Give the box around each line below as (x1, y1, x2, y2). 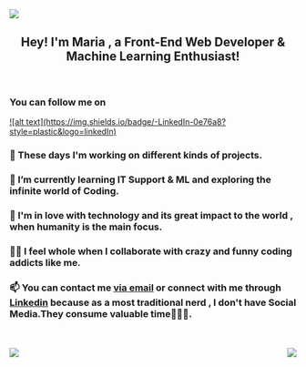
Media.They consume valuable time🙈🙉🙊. (9, 307, 193, 320)
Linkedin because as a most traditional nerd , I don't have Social (9, 296, 297, 309)
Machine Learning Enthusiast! (66, 49, 240, 65)
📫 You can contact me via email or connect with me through (9, 281, 282, 294)
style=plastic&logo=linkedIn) (9, 127, 117, 138)
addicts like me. (9, 256, 81, 269)
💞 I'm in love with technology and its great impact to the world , (9, 209, 293, 221)
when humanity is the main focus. (9, 220, 163, 233)
